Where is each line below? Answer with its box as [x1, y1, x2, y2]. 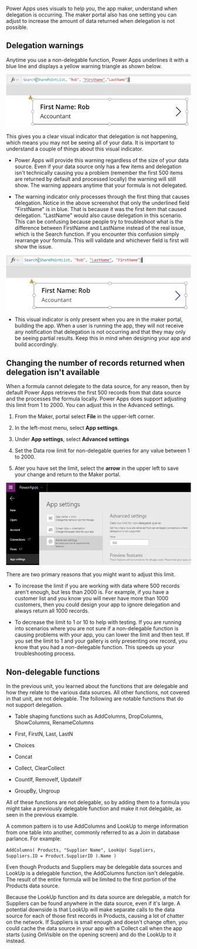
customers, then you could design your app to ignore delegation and [14, 601, 181, 608]
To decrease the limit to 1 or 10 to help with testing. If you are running [14, 619, 182, 626]
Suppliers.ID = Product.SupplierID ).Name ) [6, 853, 117, 859]
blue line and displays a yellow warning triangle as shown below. [6, 62, 162, 69]
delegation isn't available [6, 367, 100, 377]
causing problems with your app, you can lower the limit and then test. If [14, 631, 189, 639]
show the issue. [14, 243, 53, 250]
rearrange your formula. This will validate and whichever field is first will [14, 236, 189, 243]
